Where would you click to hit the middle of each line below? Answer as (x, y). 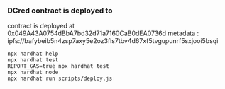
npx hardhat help (33, 54)
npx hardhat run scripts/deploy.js (60, 79)
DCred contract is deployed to (60, 11)
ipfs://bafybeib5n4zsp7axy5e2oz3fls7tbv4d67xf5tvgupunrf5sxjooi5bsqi (113, 41)
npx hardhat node (33, 73)
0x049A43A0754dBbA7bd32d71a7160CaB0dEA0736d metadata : (103, 33)
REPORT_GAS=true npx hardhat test (59, 66)
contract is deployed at (41, 26)
